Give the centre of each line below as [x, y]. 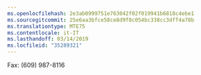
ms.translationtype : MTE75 [46, 26]
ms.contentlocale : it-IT [43, 33]
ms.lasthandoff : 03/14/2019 [48, 39]
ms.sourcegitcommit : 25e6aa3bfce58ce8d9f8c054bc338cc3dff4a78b [101, 20]
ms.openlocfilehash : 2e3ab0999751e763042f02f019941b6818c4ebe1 [101, 13]
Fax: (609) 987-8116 [36, 65]
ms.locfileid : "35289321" [45, 45]
